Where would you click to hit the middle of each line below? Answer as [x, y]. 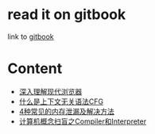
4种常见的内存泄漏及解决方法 [66, 111]
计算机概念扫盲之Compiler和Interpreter [83, 121]
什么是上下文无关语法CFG [61, 101]
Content [35, 69]
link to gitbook [31, 36]
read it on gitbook [67, 15]
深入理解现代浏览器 [50, 91]
